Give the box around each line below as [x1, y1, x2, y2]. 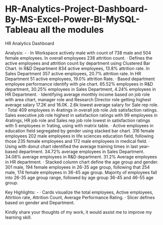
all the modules [40, 24, 104, 35]
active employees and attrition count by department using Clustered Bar [5, 60, 151, 66]
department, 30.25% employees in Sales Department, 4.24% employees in [5, 86, 156, 92]
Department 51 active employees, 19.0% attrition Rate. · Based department [5, 76, 155, 82]
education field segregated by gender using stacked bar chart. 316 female [5, 128, 155, 134]
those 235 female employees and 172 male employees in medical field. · [5, 138, 150, 144]
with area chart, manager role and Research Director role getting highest [5, 96, 151, 102]
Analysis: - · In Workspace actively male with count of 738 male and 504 [5, 50, 151, 56]
